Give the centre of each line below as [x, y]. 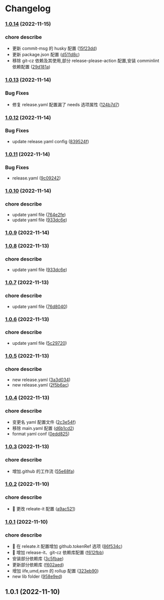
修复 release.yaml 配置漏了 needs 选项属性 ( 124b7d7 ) [66, 104]
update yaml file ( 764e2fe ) [39, 215]
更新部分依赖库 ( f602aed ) [38, 565]
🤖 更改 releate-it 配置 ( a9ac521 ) [44, 509]
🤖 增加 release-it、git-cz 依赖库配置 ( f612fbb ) [58, 552]
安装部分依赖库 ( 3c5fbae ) [38, 558]
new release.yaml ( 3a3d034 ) [41, 380]
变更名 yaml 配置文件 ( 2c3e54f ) [44, 422]
